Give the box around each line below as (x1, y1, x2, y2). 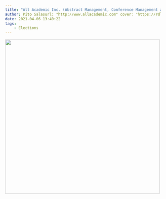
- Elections (14, 26, 39, 31)
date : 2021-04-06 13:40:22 (5, 16, 61, 21)
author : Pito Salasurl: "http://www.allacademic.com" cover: (5, 12, 134, 17)
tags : (5, 21, 16, 26)
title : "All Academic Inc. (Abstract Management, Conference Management (5, 7, 158, 12)
